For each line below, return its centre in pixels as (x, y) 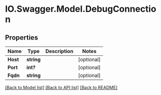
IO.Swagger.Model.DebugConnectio (81, 9)
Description (59, 51)
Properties (22, 37)
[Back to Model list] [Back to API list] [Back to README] (61, 87)
